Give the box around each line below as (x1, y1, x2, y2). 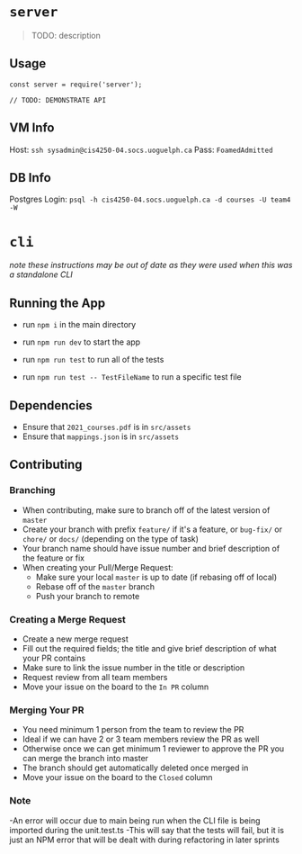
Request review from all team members (22, 671, 168, 682)
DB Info (9, 170, 51, 185)
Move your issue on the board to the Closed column (22, 772, 213, 783)
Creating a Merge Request (9, 613, 126, 625)
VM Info (9, 121, 55, 136)
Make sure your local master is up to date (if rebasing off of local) (35, 571, 278, 582)
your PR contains (22, 652, 86, 663)
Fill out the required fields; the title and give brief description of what (22, 643, 277, 653)
